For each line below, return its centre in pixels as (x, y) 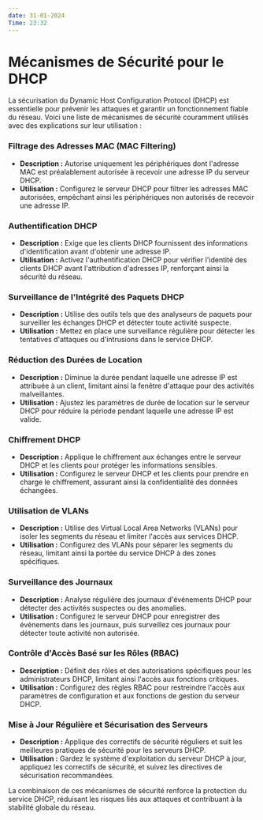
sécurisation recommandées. (67, 776)
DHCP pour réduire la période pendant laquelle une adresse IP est (126, 411)
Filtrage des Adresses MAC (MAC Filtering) (92, 146)
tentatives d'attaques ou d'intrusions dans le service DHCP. (116, 340)
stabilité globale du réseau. (52, 807)
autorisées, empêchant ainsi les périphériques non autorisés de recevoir (137, 197)
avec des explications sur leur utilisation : (75, 126)
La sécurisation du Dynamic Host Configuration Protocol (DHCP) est (119, 100)
